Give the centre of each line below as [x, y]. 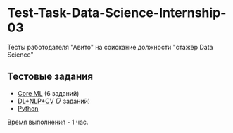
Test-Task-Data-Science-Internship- [117, 13]
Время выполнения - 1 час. [48, 122]
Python [28, 108]
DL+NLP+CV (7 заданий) [53, 101]
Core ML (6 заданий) [48, 93]
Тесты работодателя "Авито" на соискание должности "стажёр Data [110, 47]
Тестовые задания [50, 77]
